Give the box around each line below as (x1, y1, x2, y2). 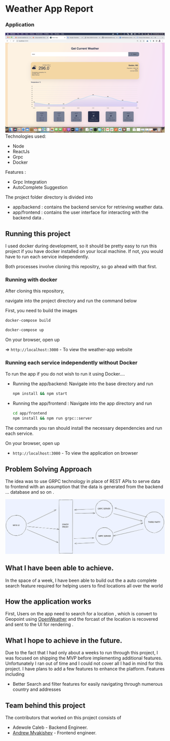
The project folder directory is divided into (5, 194, 93, 200)
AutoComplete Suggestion (12, 184, 68, 191)
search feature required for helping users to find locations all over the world (5, 582, 163, 588)
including (5, 671, 25, 677)
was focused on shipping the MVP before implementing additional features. (5, 655, 163, 661)
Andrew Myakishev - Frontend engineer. (12, 730, 97, 736)
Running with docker (5, 276, 58, 283)
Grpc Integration (12, 179, 47, 185)
